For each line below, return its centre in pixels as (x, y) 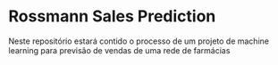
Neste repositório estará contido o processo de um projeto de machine (139, 41)
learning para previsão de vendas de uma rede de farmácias (119, 50)
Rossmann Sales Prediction (112, 16)
